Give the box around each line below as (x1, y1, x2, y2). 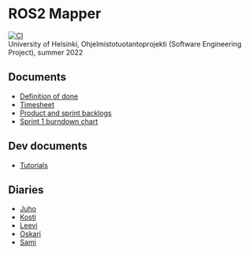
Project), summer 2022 (8, 47, 84, 57)
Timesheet (19, 99, 55, 109)
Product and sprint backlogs (19, 108, 112, 118)
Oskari (19, 230, 42, 239)
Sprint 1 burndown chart (19, 116, 98, 126)
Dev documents (8, 140, 88, 153)
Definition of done (19, 92, 79, 101)
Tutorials (19, 160, 49, 170)
